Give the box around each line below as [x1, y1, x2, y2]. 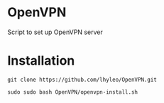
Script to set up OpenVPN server [7, 28, 103, 36]
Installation [7, 53, 75, 69]
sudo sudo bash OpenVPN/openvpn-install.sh [7, 88, 138, 96]
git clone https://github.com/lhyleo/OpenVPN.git [7, 76, 158, 83]
